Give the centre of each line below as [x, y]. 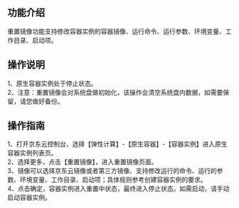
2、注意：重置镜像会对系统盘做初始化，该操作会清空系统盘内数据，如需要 [115, 92]
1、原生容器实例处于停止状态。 [52, 83]
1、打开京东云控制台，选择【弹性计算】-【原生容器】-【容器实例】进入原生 [117, 144]
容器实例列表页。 [32, 153]
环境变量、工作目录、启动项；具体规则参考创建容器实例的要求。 [113, 180]
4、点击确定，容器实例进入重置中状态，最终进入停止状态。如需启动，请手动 [118, 189]
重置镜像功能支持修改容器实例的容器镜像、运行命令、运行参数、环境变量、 [116, 31]
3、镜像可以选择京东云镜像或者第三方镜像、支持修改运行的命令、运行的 [112, 171]
